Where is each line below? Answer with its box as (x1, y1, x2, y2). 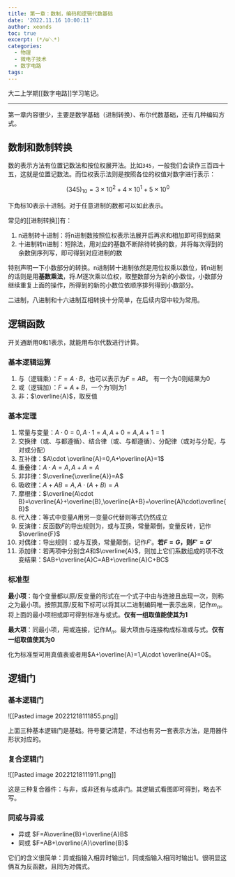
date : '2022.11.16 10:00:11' (8, 17, 93, 24)
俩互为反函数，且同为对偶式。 (8, 862, 93, 871)
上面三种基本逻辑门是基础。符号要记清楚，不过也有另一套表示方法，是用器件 (8, 726, 228, 734)
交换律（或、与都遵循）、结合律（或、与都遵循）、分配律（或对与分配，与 (17, 437, 226, 445)
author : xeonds (8, 23, 52, 30)
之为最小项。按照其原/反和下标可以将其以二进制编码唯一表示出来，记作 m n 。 (8, 601, 227, 611)
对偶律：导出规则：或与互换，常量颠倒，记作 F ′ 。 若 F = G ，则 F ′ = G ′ (17, 538, 213, 546)
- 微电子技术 (14, 56, 47, 63)
